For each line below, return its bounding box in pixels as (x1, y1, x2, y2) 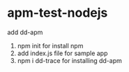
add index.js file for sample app (17, 49, 108, 57)
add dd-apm (7, 28, 43, 36)
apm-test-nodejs (7, 5, 108, 21)
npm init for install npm (17, 41, 84, 50)
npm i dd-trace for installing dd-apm (17, 56, 122, 64)
